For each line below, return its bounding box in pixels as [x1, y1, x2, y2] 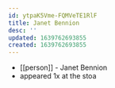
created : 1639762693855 [8, 41, 87, 49]
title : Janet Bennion [8, 19, 80, 27]
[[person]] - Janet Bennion [19, 63, 108, 72]
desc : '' [8, 26, 37, 34]
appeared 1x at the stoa [19, 71, 97, 81]
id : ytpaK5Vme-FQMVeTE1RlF [8, 11, 98, 20]
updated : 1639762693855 [8, 33, 87, 42]
